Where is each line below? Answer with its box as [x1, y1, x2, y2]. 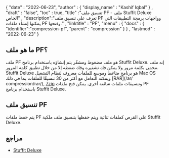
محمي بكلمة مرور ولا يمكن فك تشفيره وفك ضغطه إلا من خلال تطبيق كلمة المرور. [6, 64, 159, 70]
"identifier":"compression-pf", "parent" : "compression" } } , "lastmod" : [6, 26, 155, 32]
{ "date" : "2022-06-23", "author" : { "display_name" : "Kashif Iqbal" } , [6, 5, 153, 10]
